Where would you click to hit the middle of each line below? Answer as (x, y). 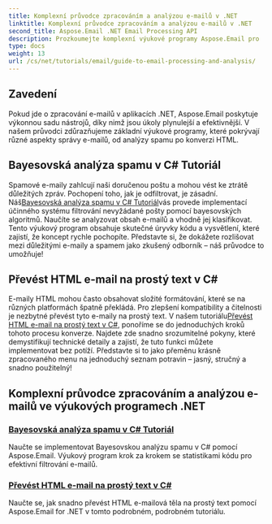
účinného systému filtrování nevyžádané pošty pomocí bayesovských (125, 210)
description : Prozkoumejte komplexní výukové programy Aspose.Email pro (134, 39)
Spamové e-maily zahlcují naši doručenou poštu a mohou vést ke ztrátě (128, 184)
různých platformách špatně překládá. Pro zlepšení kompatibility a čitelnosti (135, 307)
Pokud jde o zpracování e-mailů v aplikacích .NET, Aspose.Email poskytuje (133, 114)
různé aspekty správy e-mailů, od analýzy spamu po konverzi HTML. (124, 140)
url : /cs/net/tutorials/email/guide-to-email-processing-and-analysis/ (132, 62)
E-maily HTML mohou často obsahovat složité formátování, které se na (127, 299)
